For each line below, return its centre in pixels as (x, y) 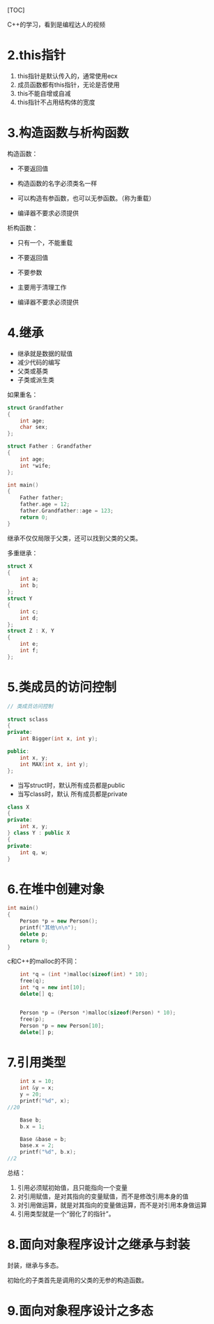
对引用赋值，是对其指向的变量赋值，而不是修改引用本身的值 (103, 1196)
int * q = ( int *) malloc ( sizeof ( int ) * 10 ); (84, 974)
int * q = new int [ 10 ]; (53, 987)
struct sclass (28, 719)
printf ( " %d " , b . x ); (48, 1152)
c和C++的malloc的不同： (43, 961)
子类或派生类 (36, 379)
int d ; (29, 618)
